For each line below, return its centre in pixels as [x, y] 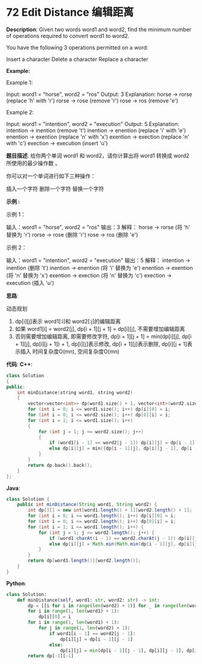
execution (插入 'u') [30, 283]
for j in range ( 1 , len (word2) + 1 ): [84, 628]
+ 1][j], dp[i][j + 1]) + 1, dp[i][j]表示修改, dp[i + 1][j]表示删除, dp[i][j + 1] [101, 343]
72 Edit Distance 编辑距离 [70, 12]
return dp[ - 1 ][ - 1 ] [51, 656]
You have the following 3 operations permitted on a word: [77, 47]
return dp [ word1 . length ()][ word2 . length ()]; [84, 561]
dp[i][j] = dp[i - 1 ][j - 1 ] [96, 639]
